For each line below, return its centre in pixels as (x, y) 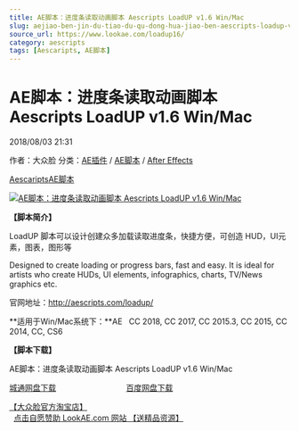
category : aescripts (48, 42)
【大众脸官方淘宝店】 (48, 407)
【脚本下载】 (32, 350)
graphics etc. (33, 284)
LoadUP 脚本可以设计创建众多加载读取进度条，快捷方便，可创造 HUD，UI (144, 236)
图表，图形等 (48, 247)
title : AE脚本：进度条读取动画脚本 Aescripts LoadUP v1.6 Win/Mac (127, 17)
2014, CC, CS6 (36, 332)
